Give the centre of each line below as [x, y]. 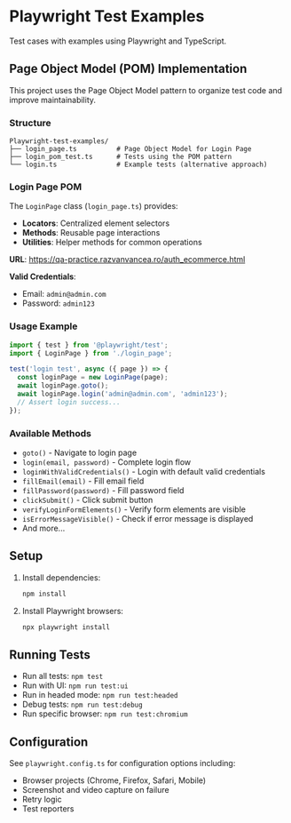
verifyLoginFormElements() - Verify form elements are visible [134, 509]
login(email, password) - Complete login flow [106, 462]
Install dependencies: [61, 577]
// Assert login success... [69, 402]
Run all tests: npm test [63, 676]
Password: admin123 [58, 303]
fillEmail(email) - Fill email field [83, 481]
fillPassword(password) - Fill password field [103, 490]
